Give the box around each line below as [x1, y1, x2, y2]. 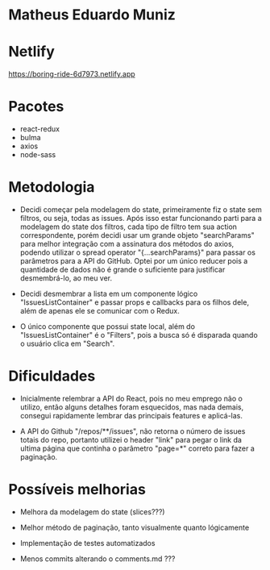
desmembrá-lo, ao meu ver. [19, 273, 113, 283]
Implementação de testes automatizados [19, 538, 156, 547]
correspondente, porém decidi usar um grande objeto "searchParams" [19, 231, 255, 239]
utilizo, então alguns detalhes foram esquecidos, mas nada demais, [19, 401, 244, 412]
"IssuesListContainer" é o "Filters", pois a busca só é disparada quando [19, 331, 258, 339]
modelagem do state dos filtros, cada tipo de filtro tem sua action [19, 222, 238, 231]
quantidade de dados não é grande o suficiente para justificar [19, 264, 226, 274]
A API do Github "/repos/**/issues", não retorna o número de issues [19, 426, 246, 436]
